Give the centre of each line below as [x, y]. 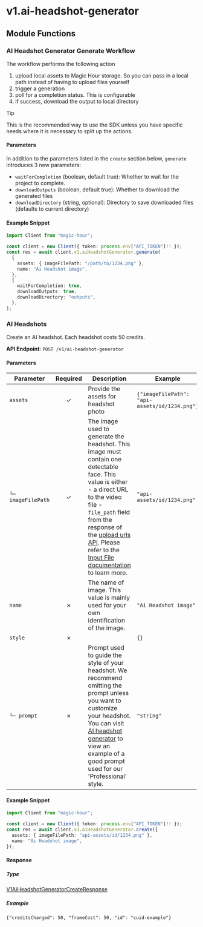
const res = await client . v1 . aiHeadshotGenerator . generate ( [84, 252]
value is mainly [109, 598]
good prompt [106, 761]
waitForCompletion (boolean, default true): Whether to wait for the [97, 177]
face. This [102, 475]
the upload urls [109, 535]
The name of [106, 582]
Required [69, 378]
